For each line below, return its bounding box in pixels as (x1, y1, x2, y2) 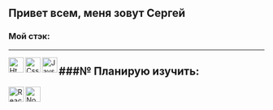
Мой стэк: (8, 31, 50, 42)
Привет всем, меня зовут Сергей (8, 6, 185, 20)
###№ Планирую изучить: (58, 65, 200, 78)
